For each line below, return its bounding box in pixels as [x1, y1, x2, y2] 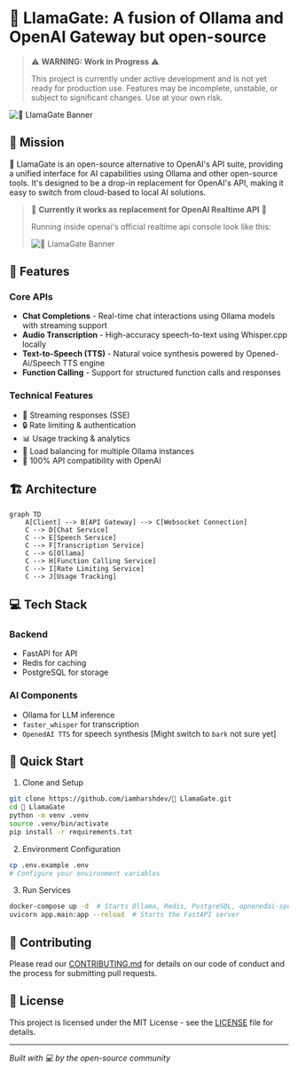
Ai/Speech [21, 358, 61, 369]
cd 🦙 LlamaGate [9, 802, 66, 812]
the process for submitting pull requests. [9, 968, 158, 979]
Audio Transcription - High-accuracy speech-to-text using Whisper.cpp [21, 330, 288, 340]
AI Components [9, 689, 78, 701]
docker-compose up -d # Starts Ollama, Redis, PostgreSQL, [9, 902, 237, 912]
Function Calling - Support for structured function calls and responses [21, 367, 281, 378]
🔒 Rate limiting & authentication [21, 419, 137, 430]
